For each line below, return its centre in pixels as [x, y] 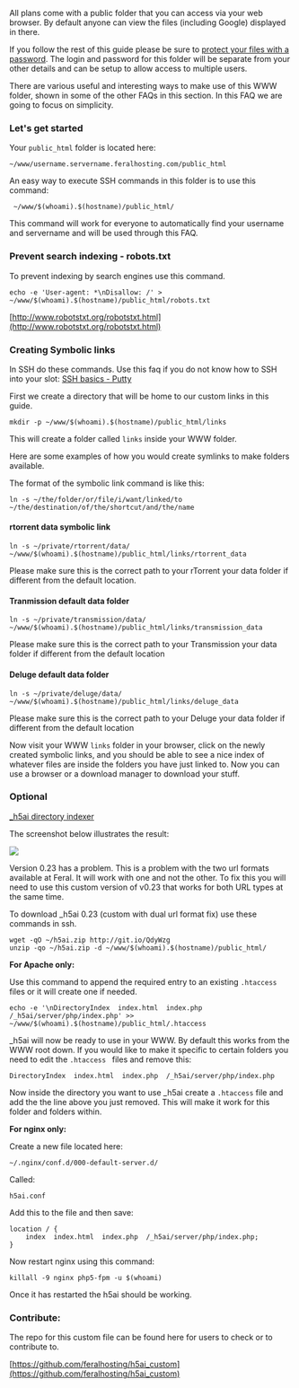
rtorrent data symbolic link [60, 527]
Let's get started [46, 127]
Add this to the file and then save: [71, 1212]
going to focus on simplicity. [62, 105]
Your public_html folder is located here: [83, 148]
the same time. [37, 896]
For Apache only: [42, 964]
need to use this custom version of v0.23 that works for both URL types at [146, 887]
